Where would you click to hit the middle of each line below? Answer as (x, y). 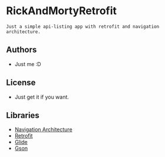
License (21, 83)
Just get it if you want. (42, 97)
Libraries (23, 115)
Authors (22, 50)
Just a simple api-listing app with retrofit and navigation (83, 27)
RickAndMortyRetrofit (61, 11)
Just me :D (28, 64)
